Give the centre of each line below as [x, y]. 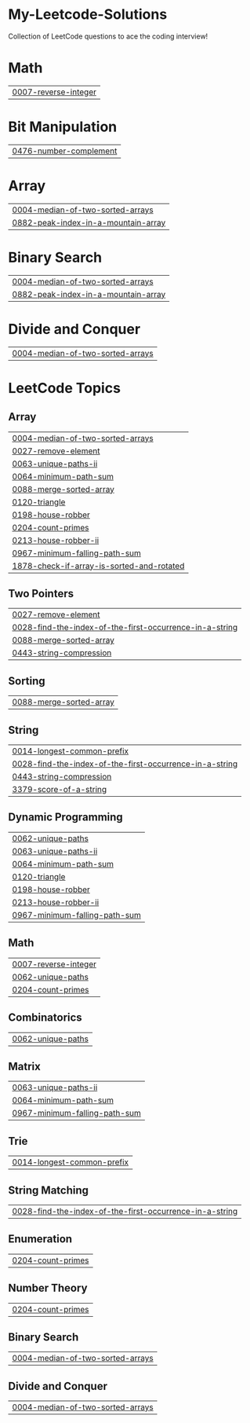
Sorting [27, 681]
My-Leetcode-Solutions [88, 15]
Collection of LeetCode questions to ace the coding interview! [108, 36]
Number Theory [48, 1288]
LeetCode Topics [65, 388]
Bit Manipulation [63, 127]
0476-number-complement [65, 151]
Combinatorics [45, 1018]
